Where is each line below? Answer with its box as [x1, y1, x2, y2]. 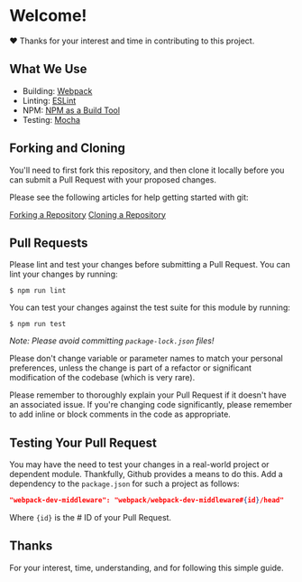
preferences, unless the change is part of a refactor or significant [9, 362, 252, 373]
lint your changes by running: [9, 268, 119, 280]
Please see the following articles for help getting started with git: [9, 192, 250, 202]
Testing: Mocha [22, 114, 81, 125]
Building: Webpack [22, 85, 93, 96]
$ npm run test [9, 320, 67, 329]
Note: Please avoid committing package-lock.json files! [9, 335, 215, 346]
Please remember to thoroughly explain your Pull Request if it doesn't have [9, 390, 287, 400]
